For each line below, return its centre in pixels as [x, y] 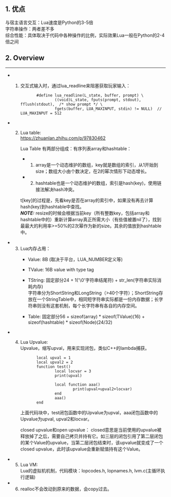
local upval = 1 [54, 358]
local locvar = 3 [73, 371]
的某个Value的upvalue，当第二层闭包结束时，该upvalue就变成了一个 [92, 442]
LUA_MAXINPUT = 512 [41, 113]
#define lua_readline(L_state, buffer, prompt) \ [90, 95]
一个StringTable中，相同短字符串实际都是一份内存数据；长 [98, 299]
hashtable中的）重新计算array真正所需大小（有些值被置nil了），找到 [91, 219]
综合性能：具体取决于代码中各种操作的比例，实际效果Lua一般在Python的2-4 [85, 35]
